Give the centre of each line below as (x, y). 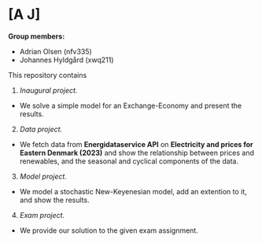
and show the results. (54, 200)
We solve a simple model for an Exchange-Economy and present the (131, 105)
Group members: (37, 36)
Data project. (41, 129)
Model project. (43, 176)
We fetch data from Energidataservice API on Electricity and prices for (136, 144)
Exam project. (42, 215)
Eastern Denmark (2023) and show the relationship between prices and (137, 153)
